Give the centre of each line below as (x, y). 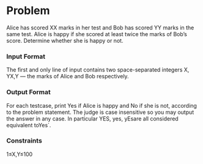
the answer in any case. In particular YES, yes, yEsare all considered (92, 118)
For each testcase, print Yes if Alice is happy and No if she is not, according (102, 105)
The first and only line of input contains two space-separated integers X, (98, 70)
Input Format (26, 56)
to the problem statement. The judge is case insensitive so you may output (100, 112)
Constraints (24, 141)
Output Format (28, 92)
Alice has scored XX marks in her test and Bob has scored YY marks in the (100, 28)
